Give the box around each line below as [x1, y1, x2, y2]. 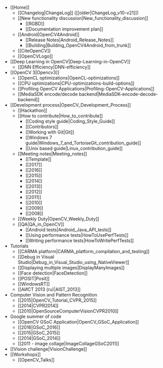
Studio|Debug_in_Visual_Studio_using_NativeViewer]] [17, 259, 129, 265]
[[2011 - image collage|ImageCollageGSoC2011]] [17, 340, 120, 347]
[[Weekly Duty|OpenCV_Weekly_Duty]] [17, 216, 99, 222]
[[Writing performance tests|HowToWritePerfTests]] [25, 237, 134, 243]
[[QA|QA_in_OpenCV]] [17, 222, 65, 227]
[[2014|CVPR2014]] [17, 303, 59, 308]
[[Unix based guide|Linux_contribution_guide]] [25, 145, 123, 151]
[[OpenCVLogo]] [17, 53, 53, 59]
